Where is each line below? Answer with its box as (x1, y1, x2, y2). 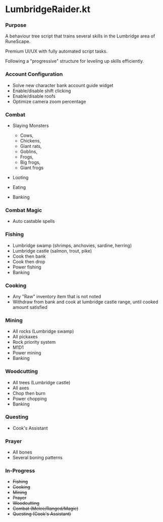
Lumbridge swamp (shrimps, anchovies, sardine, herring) (12, 242, 132, 249)
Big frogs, (20, 159, 41, 166)
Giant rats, (20, 143, 42, 149)
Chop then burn (12, 390, 46, 396)
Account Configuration (5, 71, 63, 78)
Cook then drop (12, 258, 45, 264)
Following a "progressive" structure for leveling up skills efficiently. (5, 58, 144, 64)
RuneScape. (5, 38, 31, 45)
